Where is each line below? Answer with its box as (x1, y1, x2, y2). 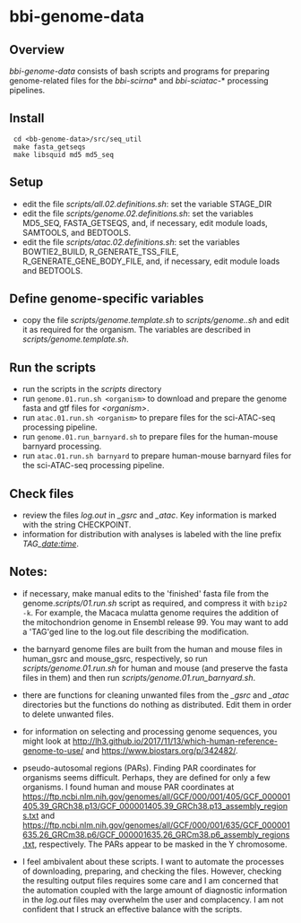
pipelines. (9, 85, 46, 95)
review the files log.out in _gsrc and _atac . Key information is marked (21, 509, 277, 521)
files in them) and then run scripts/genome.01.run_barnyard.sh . (21, 672, 256, 683)
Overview (9, 42, 65, 57)
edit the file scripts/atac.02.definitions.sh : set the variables (21, 236, 240, 248)
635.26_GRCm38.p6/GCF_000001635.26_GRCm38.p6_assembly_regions (21, 829, 290, 840)
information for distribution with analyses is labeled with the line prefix (21, 529, 282, 540)
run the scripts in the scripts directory (21, 384, 162, 395)
